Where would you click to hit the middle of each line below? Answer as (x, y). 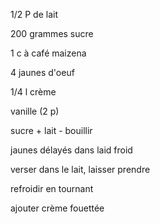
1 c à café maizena (48, 53)
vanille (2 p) (35, 111)
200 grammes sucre (52, 33)
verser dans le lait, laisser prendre (80, 169)
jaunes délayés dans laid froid (71, 150)
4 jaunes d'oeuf (42, 72)
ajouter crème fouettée (57, 208)
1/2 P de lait (34, 14)
